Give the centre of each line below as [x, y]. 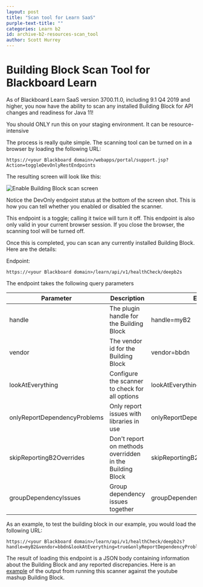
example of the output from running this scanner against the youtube [92, 571]
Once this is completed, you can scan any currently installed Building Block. [101, 242]
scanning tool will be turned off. [46, 231]
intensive [18, 130]
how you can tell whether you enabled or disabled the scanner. [85, 206]
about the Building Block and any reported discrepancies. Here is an [91, 565]
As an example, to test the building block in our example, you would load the [101, 524]
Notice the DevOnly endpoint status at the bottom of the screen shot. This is [101, 200]
